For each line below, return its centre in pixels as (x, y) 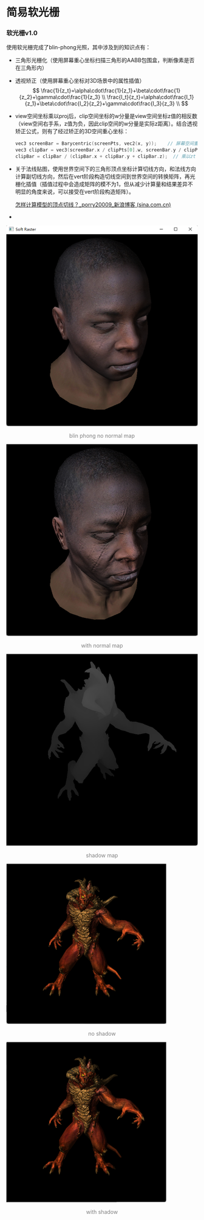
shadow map (102, 855)
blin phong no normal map (102, 435)
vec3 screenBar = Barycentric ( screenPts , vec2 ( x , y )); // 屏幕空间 (104, 144)
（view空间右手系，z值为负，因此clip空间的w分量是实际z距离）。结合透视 (106, 124)
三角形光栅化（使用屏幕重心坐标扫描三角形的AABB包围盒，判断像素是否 (105, 60)
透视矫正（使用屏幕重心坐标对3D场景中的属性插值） (80, 81)
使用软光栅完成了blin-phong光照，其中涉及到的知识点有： (79, 47)
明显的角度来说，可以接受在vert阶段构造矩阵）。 (75, 192)
